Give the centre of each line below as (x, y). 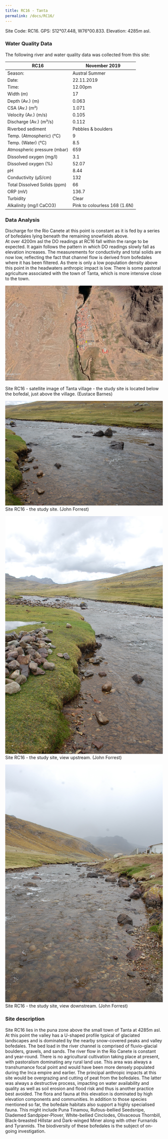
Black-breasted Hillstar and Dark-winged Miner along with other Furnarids (81, 1120)
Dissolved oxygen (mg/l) (32, 157)
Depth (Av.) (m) (23, 101)
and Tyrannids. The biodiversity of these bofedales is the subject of (75, 1125)
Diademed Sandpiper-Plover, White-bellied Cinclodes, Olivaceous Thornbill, (83, 1115)
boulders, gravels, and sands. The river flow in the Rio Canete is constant (80, 1051)
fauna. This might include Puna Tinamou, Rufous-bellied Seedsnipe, (75, 1109)
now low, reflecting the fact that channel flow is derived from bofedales (78, 258)
